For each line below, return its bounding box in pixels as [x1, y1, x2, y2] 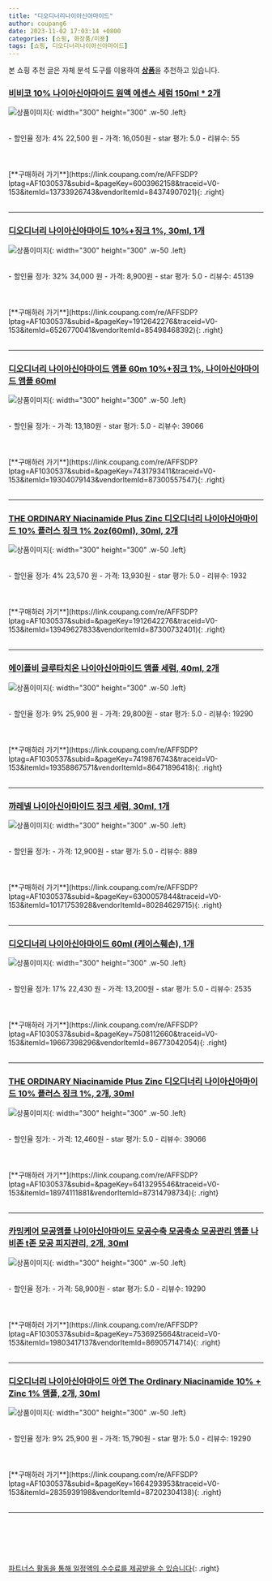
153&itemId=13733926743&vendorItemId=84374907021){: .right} [8, 188, 225, 197]
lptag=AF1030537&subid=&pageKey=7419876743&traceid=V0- [8, 754, 219, 763]
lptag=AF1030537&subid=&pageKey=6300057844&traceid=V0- [8, 891, 222, 901]
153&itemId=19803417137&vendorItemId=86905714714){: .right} [8, 1337, 221, 1347]
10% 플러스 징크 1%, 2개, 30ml [17, 1088, 135, 1099]
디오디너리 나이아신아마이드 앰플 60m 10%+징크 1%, [8, 363, 205, 374]
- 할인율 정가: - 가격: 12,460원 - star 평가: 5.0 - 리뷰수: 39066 [8, 1134, 206, 1143]
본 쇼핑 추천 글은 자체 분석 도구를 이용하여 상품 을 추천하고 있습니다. [8, 66, 220, 76]
